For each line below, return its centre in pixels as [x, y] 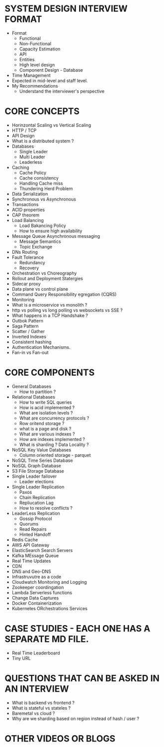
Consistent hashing [32, 342]
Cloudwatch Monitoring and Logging [49, 582]
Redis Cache [25, 539]
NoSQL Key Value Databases [41, 450]
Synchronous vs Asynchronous [44, 199]
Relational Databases [33, 397]
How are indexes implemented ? [52, 439]
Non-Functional [35, 43]
